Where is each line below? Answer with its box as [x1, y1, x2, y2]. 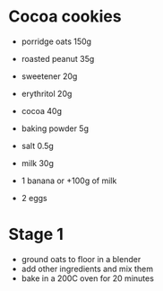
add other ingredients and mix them [21, 263, 154, 274]
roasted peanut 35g [21, 53, 95, 64]
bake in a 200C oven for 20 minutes [21, 272, 154, 284]
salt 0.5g [21, 140, 55, 151]
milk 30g [21, 157, 55, 168]
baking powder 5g [21, 123, 89, 134]
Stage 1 [8, 225, 64, 244]
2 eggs [21, 192, 47, 203]
